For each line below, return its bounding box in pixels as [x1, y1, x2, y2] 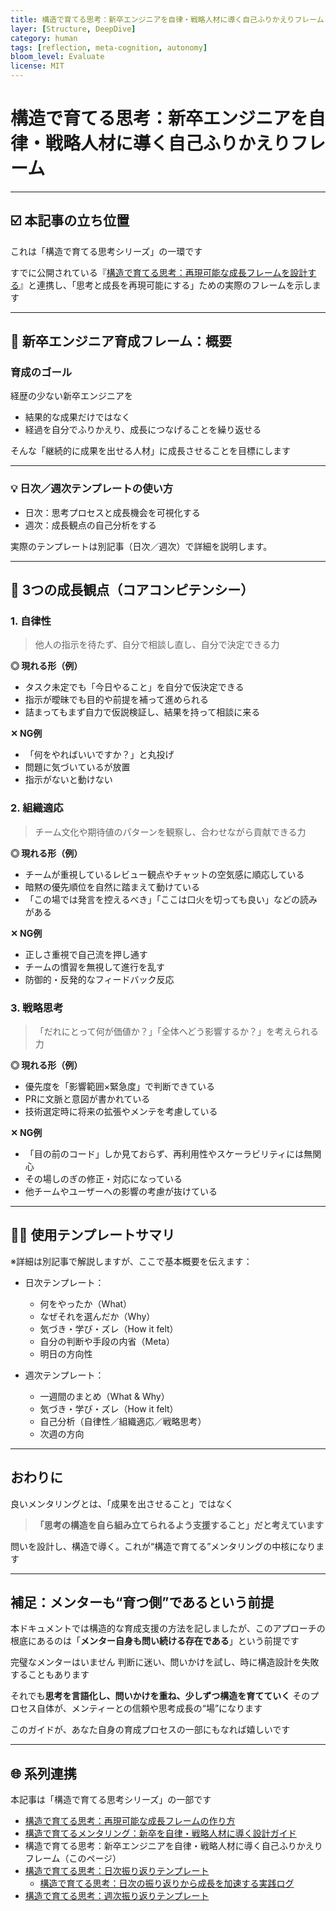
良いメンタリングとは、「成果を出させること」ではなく [10, 1497, 234, 1510]
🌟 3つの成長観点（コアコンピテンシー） [10, 582, 255, 599]
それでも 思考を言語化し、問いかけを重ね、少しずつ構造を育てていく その [10, 1690, 311, 1702]
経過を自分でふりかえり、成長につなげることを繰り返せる [24, 424, 262, 436]
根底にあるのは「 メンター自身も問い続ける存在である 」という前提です [10, 1635, 300, 1647]
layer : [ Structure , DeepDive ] [10, 24, 137, 34]
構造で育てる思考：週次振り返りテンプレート [24, 1890, 210, 1902]
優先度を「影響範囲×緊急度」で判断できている [24, 1081, 216, 1093]
